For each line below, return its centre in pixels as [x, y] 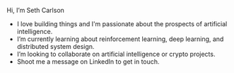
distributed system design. [55, 46]
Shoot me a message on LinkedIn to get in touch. [88, 62]
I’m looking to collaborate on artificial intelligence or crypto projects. [116, 54]
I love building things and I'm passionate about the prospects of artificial [122, 24]
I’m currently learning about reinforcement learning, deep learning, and [120, 39]
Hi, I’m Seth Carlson [36, 10]
